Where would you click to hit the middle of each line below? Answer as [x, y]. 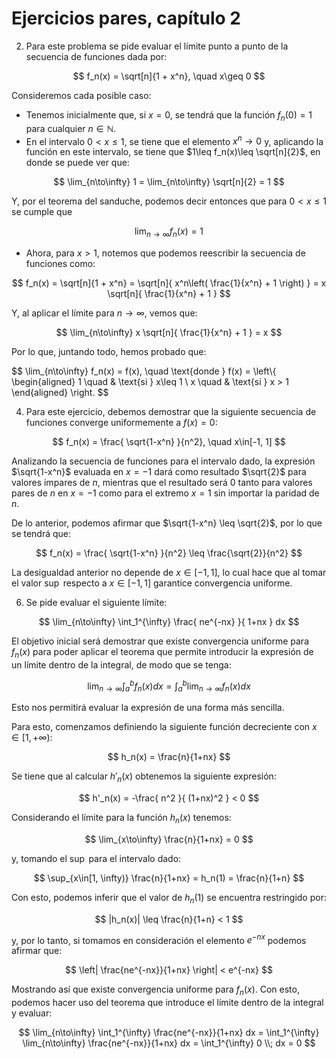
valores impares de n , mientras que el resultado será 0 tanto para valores [162, 483]
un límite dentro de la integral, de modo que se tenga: [121, 664]
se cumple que [42, 212]
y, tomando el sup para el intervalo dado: [96, 859]
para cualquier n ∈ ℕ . [71, 128]
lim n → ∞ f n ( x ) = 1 [169, 232]
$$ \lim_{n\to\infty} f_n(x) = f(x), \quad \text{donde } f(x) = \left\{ [144, 371]
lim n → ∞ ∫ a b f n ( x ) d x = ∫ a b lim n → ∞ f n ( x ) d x [169, 686]
